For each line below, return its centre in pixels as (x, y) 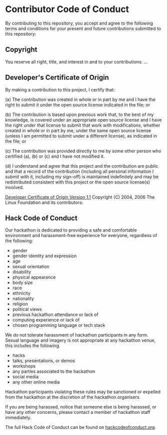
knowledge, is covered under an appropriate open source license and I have (83, 120)
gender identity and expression (44, 256)
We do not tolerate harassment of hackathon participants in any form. (77, 335)
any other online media (36, 382)
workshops (24, 366)
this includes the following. (33, 346)
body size (22, 283)
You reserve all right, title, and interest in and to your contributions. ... (76, 62)
